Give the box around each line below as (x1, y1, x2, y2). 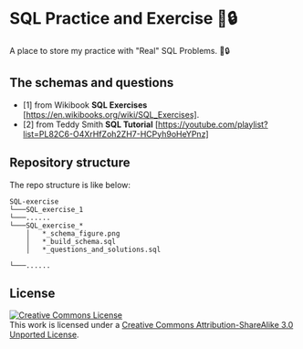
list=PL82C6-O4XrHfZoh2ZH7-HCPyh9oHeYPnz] (22, 128, 209, 139)
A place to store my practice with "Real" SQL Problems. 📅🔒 (9, 45, 230, 56)
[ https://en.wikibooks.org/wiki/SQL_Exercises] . (22, 109, 200, 120)
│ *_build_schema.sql (26, 237, 117, 246)
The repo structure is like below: (9, 179, 131, 190)
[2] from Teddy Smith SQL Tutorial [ (22, 119, 159, 130)
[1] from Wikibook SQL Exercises (22, 99, 148, 111)
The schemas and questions (9, 75, 174, 90)
